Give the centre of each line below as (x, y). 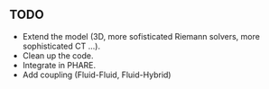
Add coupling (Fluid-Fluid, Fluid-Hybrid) (97, 75)
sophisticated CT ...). (61, 46)
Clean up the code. (58, 55)
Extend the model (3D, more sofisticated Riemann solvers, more (141, 36)
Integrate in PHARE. (59, 65)
